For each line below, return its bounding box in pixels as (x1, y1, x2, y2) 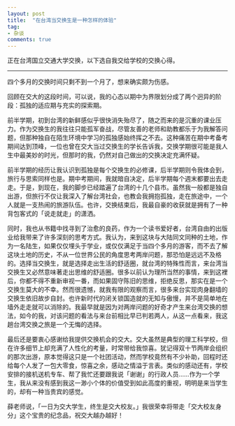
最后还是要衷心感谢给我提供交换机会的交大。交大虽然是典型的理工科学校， (7, 335, 222, 344)
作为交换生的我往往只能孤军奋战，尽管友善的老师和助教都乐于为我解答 (19, 125, 222, 133)
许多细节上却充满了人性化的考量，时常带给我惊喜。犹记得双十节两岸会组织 (13, 344, 228, 353)
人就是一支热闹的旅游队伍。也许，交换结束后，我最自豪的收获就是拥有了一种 (7, 200, 228, 210)
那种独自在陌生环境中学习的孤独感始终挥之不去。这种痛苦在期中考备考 (25, 133, 228, 142)
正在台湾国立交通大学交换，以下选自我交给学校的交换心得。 (7, 57, 179, 65)
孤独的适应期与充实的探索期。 (19, 101, 106, 110)
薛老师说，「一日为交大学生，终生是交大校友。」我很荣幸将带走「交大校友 (7, 402, 215, 411)
